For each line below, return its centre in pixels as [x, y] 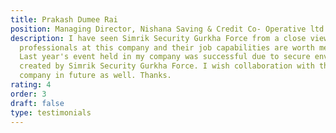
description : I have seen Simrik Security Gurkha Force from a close [158, 38]
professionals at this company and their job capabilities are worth [167, 47]
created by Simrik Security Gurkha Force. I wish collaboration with [167, 66]
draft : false [37, 103]
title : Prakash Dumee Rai [64, 19]
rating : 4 [31, 85]
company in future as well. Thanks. [95, 76]
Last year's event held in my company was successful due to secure [165, 57]
